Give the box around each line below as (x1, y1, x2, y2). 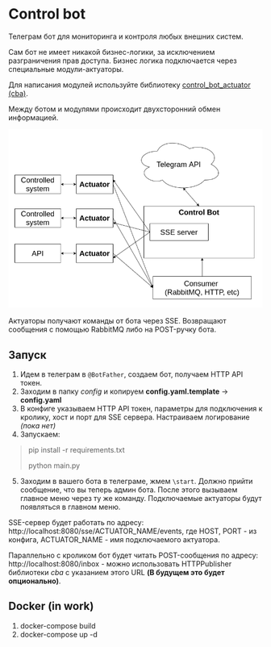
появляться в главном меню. (19, 502, 121, 512)
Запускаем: (19, 429, 60, 440)
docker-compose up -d (19, 629, 98, 639)
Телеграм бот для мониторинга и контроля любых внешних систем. (8, 31, 244, 41)
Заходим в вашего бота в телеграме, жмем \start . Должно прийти (19, 477, 253, 486)
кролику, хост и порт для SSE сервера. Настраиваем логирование (19, 412, 250, 422)
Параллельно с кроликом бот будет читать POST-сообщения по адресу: (8, 550, 259, 561)
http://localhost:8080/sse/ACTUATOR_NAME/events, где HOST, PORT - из (8, 526, 257, 536)
